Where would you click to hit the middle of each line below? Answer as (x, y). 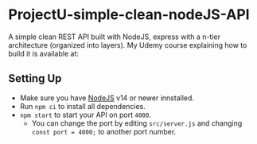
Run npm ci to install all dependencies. (82, 106)
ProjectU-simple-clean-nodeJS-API (129, 15)
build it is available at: (44, 53)
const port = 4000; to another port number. (104, 131)
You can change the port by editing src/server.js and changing (137, 123)
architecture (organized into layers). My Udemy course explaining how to (128, 45)
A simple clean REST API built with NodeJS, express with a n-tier (115, 37)
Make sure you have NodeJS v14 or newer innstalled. (107, 98)
